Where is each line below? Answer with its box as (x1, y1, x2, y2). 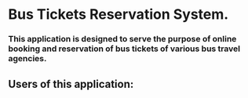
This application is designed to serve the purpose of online (8, 34, 237, 45)
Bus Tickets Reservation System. (8, 5, 229, 24)
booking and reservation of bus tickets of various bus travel (8, 43, 241, 54)
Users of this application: (8, 77, 134, 91)
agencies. (8, 53, 47, 64)
